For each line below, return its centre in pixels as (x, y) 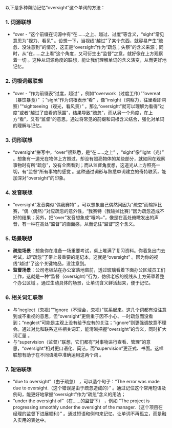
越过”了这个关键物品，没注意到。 (54, 263)
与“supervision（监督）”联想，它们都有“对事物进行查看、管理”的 (80, 342)
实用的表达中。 (33, 420)
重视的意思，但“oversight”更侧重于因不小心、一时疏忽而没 (88, 316)
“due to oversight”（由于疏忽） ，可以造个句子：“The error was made (86, 382)
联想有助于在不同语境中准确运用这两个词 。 (58, 354)
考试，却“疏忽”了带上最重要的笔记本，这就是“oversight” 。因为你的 (83, 257)
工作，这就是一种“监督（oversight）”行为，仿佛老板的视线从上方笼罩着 (86, 276)
